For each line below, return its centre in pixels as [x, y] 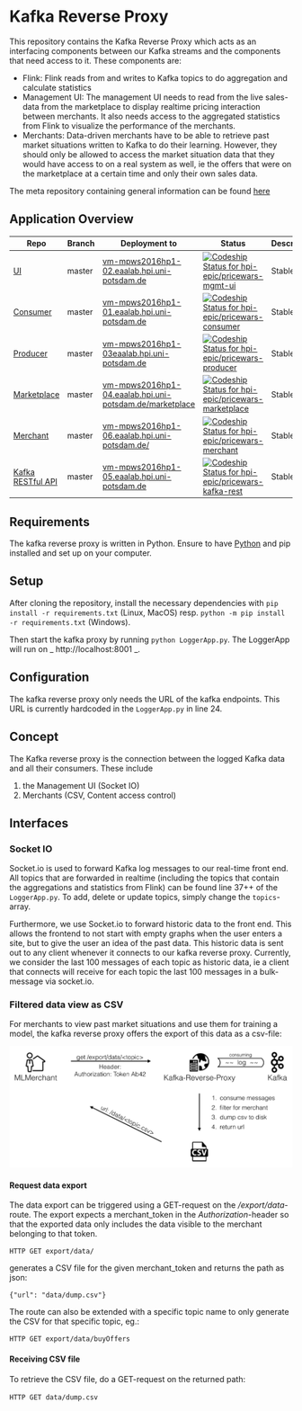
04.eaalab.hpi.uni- [137, 394]
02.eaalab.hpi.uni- [137, 271]
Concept [34, 737]
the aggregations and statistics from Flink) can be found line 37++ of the [144, 888]
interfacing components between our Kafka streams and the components [145, 50]
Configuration [49, 678]
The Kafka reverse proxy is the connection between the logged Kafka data [147, 758]
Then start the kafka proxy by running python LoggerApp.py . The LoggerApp [150, 639]
